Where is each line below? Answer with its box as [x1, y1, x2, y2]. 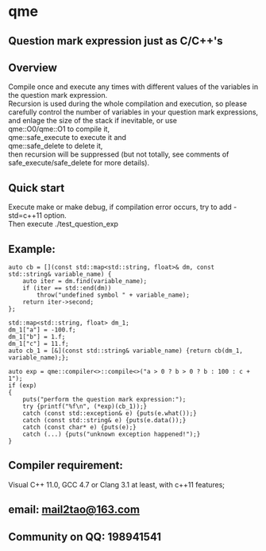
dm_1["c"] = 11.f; [8, 340, 69, 348]
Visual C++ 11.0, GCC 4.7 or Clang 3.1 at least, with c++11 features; [8, 479, 225, 489]
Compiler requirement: [8, 459, 123, 472]
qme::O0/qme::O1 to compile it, [8, 124, 110, 134]
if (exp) [8, 382, 37, 390]
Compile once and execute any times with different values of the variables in [8, 82, 259, 91]
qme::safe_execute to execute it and [8, 133, 127, 142]
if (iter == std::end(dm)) [22, 285, 112, 293]
